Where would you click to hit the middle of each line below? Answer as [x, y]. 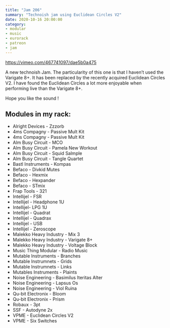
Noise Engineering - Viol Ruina [45, 288]
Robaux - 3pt [26, 305]
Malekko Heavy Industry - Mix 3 [46, 234]
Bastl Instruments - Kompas [42, 164]
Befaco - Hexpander [34, 181]
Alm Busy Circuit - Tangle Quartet [48, 159]
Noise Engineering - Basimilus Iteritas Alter [58, 278]
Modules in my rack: [38, 114]
